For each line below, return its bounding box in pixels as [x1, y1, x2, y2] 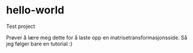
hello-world [6, 3, 65, 17]
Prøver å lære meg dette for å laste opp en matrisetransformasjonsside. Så [6, 34, 188, 41]
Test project [6, 23, 35, 30]
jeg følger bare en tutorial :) [6, 40, 73, 47]
